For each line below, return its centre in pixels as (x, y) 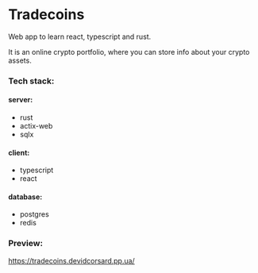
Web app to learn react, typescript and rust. (80, 37)
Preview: (26, 244)
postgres (34, 214)
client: (19, 152)
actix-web (36, 126)
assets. (20, 60)
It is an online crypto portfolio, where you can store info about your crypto (129, 52)
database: (25, 197)
